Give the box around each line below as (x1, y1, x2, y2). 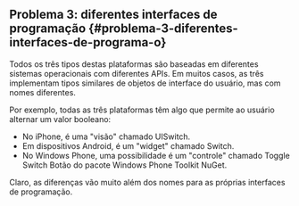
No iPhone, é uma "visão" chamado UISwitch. (21, 131, 191, 142)
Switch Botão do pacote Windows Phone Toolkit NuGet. (21, 160, 228, 170)
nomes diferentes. (9, 87, 76, 97)
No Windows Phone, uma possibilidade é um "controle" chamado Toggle (21, 150, 290, 161)
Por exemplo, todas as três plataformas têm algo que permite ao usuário (9, 104, 275, 115)
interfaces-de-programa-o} (9, 35, 167, 50)
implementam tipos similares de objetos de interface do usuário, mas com (9, 78, 281, 88)
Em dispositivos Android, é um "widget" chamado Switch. (21, 140, 235, 151)
